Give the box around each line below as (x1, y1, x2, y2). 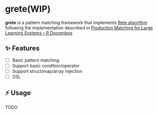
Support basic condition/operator (12, 63, 80, 68)
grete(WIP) (5, 3, 51, 15)
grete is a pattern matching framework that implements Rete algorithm (5, 20, 148, 25)
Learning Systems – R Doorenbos (5, 30, 73, 36)
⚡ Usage (5, 89, 31, 97)
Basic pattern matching (12, 57, 60, 63)
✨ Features (5, 44, 40, 52)
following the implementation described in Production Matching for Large (5, 24, 153, 30)
